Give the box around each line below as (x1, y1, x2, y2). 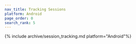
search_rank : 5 (4, 20, 36, 25)
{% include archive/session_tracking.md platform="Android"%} (4, 33, 132, 39)
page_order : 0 (4, 16, 34, 21)
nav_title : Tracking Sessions (4, 7, 66, 12)
